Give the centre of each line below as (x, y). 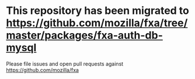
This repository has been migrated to (98, 11)
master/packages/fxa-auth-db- (85, 35)
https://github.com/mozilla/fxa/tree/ (97, 23)
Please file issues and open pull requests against (65, 64)
